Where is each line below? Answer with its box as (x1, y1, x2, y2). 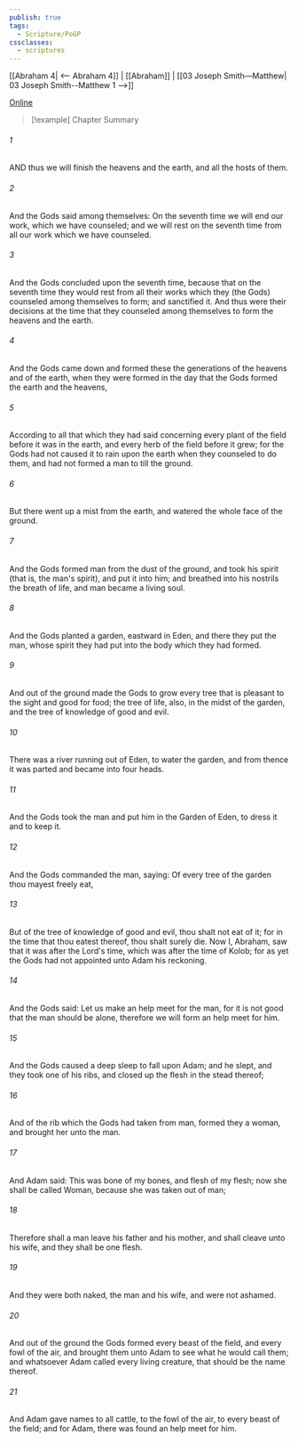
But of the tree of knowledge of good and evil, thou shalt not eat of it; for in (9, 926, 284, 937)
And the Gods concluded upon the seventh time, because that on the (9, 277, 262, 287)
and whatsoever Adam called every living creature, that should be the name (9, 1357, 286, 1367)
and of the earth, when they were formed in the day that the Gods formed (9, 372, 278, 383)
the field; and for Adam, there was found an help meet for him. (9, 1423, 238, 1434)
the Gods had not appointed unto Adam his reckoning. (9, 955, 207, 965)
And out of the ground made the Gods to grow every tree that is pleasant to (9, 687, 285, 698)
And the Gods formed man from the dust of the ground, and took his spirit (9, 563, 279, 574)
